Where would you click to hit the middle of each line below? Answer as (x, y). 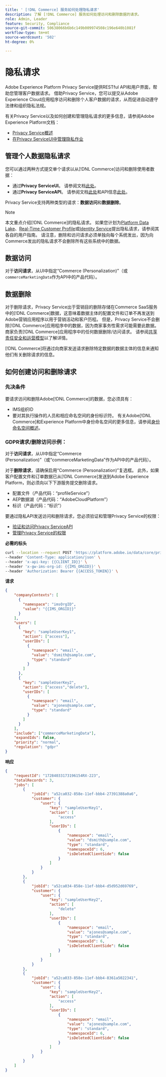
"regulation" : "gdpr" (36, 747)
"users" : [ (25, 623)
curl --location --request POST (38, 553)
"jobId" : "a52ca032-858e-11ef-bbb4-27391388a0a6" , (85, 794)
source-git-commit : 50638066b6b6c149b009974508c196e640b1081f (70, 28)
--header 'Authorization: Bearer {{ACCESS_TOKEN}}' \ (62, 571)
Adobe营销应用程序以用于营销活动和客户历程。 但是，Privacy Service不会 (80, 319)
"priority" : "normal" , (37, 742)
